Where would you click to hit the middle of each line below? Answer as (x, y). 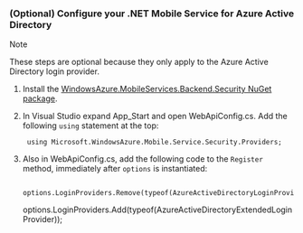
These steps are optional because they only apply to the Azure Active (139, 62)
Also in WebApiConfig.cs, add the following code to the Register (143, 159)
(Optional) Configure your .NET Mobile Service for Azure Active (152, 14)
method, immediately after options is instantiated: (115, 169)
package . (40, 98)
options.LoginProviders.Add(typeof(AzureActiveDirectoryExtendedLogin (157, 210)
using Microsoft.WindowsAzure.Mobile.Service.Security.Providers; (154, 143)
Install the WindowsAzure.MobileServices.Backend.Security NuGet (147, 89)
